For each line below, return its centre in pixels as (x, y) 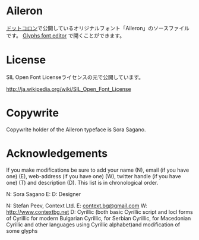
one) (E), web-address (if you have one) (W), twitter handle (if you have (94, 176)
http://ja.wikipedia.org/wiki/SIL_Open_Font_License (69, 89)
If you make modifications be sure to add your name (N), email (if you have (98, 170)
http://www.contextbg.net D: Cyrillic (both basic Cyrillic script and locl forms (99, 211)
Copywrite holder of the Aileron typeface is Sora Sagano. (76, 130)
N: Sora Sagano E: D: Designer (44, 194)
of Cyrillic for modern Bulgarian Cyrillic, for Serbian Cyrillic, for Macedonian (99, 218)
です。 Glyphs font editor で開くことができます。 (66, 35)
